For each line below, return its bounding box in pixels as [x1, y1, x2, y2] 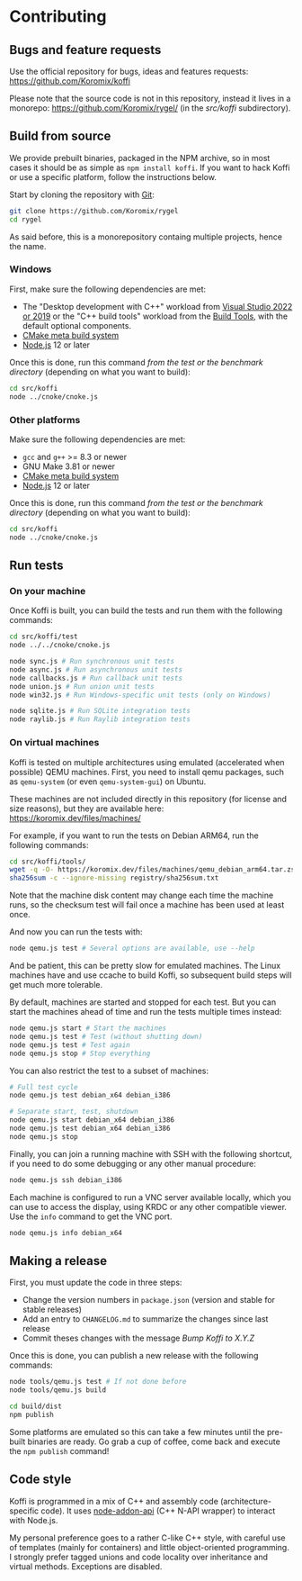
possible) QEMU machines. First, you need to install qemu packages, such [9, 766, 285, 777]
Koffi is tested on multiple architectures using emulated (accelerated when [9, 756, 285, 767]
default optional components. [22, 320, 132, 330]
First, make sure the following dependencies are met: [9, 284, 207, 294]
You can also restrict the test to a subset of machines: [9, 1065, 209, 1076]
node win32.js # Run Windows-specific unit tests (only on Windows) [9, 691, 271, 700]
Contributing [9, 6, 107, 27]
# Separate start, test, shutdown [9, 1107, 139, 1116]
